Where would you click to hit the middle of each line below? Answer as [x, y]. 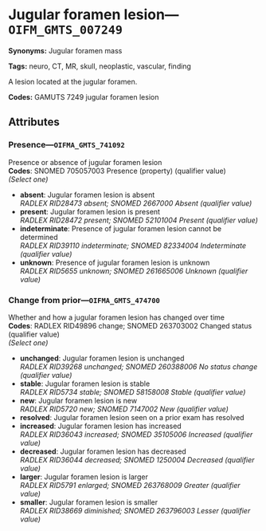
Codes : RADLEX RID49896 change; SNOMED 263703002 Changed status [130, 325]
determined [39, 237]
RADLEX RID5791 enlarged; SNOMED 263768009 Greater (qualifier [130, 485]
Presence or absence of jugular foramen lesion [85, 162]
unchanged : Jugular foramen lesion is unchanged [102, 358]
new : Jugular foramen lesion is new [78, 400]
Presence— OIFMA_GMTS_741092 [66, 145]
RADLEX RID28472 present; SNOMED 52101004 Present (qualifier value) [139, 220]
